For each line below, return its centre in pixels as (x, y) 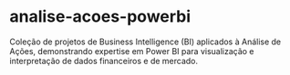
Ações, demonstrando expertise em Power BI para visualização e (132, 51)
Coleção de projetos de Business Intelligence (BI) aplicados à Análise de (145, 42)
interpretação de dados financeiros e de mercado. (104, 61)
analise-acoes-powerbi (100, 17)
